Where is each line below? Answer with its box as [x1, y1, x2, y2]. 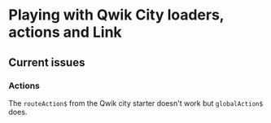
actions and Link [8, 23, 122, 42]
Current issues [8, 55, 85, 69]
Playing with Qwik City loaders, [8, 6, 225, 24]
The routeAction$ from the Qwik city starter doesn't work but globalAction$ [8, 98, 264, 108]
